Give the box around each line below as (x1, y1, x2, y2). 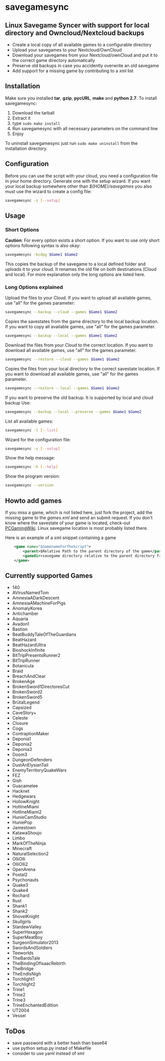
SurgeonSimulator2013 (12, 940, 59, 946)
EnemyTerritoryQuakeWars (12, 767, 67, 773)
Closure (12, 720, 28, 726)
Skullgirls (12, 918, 31, 925)
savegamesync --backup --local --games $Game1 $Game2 (5, 333, 118, 338)
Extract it (12, 115, 31, 121)
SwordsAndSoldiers (12, 945, 53, 951)
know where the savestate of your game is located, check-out (5, 520, 131, 526)
